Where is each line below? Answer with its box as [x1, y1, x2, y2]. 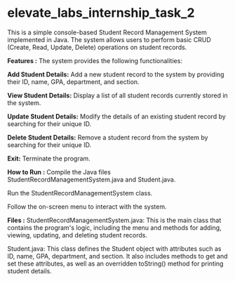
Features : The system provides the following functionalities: [7, 56, 182, 64]
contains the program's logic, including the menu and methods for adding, [7, 223, 222, 232]
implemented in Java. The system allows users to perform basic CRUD [7, 35, 212, 43]
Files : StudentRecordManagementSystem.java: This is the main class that [7, 216, 222, 224]
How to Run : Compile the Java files [7, 167, 111, 176]
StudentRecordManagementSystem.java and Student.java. [7, 175, 176, 184]
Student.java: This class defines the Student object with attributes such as [7, 244, 222, 253]
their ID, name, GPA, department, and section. [7, 77, 140, 85]
